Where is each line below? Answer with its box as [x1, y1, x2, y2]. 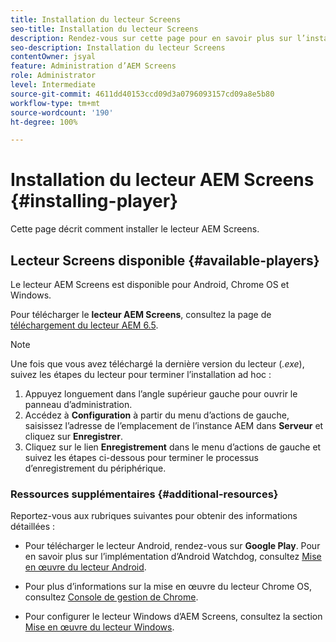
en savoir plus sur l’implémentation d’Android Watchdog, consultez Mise [24, 551, 322, 563]
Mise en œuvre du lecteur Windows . [24, 621, 175, 633]
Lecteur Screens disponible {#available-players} [10, 252, 320, 269]
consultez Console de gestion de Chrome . [24, 591, 199, 603]
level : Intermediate [10, 80, 97, 90]
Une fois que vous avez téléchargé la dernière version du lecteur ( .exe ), [10, 358, 305, 370]
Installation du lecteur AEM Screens [10, 169, 315, 191]
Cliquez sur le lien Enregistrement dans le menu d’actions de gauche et [24, 441, 322, 453]
